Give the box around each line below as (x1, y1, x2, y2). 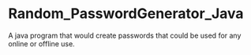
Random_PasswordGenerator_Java (8, 5, 244, 23)
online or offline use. (8, 38, 75, 48)
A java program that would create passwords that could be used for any (8, 31, 242, 40)
